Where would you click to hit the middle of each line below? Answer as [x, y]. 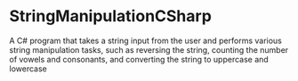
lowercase [28, 69]
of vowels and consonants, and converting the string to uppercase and [139, 59]
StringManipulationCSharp [110, 16]
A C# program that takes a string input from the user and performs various [145, 40]
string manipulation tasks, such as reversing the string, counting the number [149, 49]
